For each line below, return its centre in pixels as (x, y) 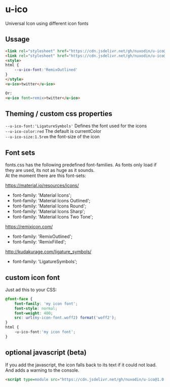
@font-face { (19, 299)
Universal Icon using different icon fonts (47, 23)
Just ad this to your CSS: (31, 290)
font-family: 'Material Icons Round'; (49, 206)
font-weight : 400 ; (34, 313)
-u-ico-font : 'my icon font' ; (45, 332)
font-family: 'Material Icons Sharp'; (49, 212)
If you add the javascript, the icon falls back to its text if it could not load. (81, 365)
